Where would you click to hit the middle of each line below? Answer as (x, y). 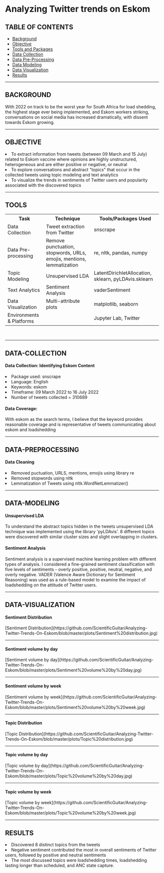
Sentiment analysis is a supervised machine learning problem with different (81, 559)
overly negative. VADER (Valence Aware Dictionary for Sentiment (70, 574)
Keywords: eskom (29, 387)
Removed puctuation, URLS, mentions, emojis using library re (73, 473)
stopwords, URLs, (66, 253)
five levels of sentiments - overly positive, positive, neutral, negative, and (79, 569)
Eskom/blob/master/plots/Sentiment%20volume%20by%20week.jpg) (75, 707)
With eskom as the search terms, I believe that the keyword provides (74, 419)
